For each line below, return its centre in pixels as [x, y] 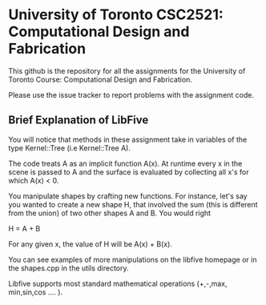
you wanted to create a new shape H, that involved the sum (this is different [133, 204]
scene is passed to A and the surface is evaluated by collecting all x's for [129, 172]
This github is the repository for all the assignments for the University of [127, 70]
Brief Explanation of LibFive [79, 120]
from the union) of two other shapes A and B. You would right [109, 213]
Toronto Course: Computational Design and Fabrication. [100, 79]
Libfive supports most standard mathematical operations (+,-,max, [118, 283]
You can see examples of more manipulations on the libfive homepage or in [133, 259]
